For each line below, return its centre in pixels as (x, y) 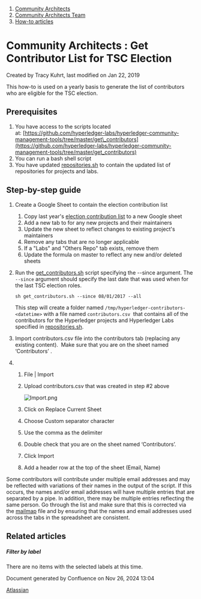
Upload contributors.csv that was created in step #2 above (97, 386)
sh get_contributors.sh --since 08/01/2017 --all (78, 296)
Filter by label (24, 552)
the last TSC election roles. (48, 285)
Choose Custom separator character (69, 421)
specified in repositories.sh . (49, 326)
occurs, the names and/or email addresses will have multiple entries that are (100, 491)
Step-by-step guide (44, 190)
